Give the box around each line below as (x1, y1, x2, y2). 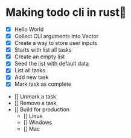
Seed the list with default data (14, 60, 89, 67)
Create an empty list (14, 53, 65, 60)
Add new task (14, 74, 49, 81)
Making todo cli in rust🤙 (5, 5, 127, 19)
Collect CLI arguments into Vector (14, 33, 99, 40)
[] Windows (23, 119, 53, 126)
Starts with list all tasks (14, 46, 72, 53)
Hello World (14, 26, 44, 33)
